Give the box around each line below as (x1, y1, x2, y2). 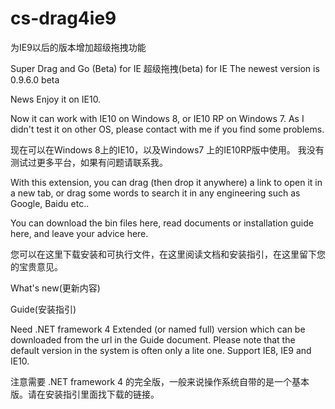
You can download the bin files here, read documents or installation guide (10, 217, 314, 229)
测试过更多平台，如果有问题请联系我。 (10, 156, 168, 168)
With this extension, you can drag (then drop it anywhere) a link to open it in (10, 176, 323, 188)
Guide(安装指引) (10, 303, 77, 315)
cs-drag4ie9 (10, 7, 117, 30)
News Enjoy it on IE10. (10, 93, 102, 105)
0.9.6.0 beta (10, 73, 60, 86)
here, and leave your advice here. (10, 227, 149, 239)
